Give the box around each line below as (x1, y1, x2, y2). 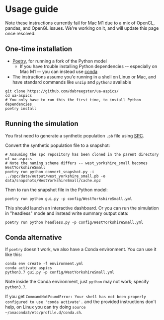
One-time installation (5, 45, 73, 53)
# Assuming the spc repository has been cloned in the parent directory (5, 152, 159, 157)
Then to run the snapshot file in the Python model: (5, 187, 108, 192)
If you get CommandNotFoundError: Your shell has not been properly (5, 294, 146, 300)
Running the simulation (5, 120, 79, 128)
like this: (5, 252, 22, 257)
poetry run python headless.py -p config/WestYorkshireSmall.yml (5, 220, 143, 225)
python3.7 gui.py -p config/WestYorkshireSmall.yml (5, 270, 114, 275)
